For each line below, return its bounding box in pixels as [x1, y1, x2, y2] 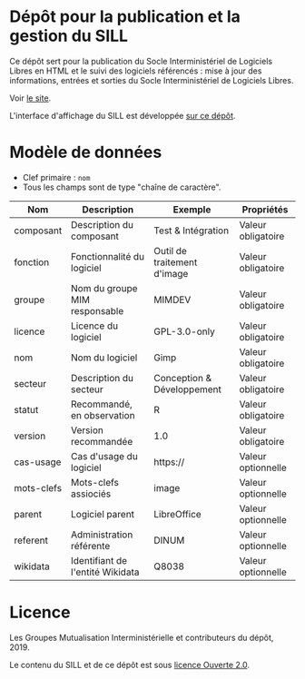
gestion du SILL [9, 25, 129, 46]
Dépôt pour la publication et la [9, 6, 241, 27]
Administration [71, 528, 133, 541]
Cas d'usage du [71, 449, 138, 462]
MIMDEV [153, 293, 192, 306]
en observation [71, 408, 135, 421]
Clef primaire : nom [22, 172, 91, 182]
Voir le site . [9, 93, 52, 103]
